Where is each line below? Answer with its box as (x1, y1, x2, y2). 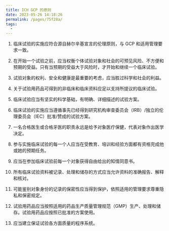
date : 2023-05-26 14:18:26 (6, 12, 63, 17)
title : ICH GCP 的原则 (6, 7, 52, 13)
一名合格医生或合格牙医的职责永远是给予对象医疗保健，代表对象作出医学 (13, 124, 164, 130)
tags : (6, 21, 17, 27)
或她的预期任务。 (13, 148, 49, 154)
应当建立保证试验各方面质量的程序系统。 (13, 220, 98, 226)
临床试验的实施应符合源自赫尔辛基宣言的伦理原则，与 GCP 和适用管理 (13, 41, 158, 47)
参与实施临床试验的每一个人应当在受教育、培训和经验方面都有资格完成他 (13, 141, 164, 147)
